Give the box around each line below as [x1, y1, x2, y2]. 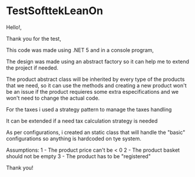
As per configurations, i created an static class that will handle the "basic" [6, 129, 186, 136]
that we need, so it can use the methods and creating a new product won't [6, 81, 187, 89]
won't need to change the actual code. [6, 94, 100, 101]
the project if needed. [6, 64, 59, 71]
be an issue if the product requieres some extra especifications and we [6, 88, 179, 95]
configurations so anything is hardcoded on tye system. [6, 135, 141, 142]
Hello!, [6, 24, 22, 31]
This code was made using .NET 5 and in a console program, [6, 46, 154, 54]
